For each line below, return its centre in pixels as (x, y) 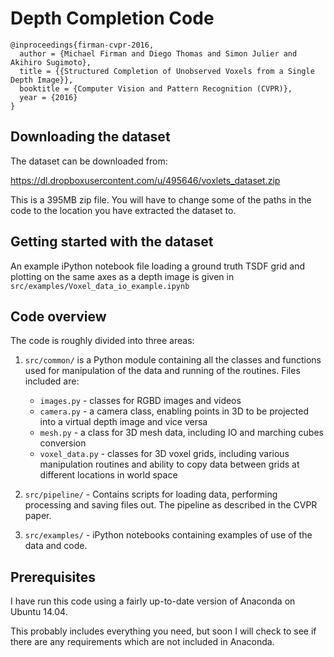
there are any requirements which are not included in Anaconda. (142, 642)
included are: (52, 381)
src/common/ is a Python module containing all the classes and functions (173, 360)
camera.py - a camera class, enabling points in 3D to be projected (174, 411)
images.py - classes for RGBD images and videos (140, 401)
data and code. (56, 546)
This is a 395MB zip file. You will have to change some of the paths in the (161, 199)
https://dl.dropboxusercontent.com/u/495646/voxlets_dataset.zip (145, 180)
